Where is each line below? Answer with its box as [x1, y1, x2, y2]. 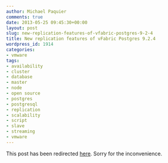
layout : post [6, 25, 38, 31]
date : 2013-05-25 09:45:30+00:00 [6, 19, 88, 25]
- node [6, 85, 22, 91]
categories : [6, 47, 35, 53]
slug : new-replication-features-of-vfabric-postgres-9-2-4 [6, 30, 153, 36]
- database [6, 74, 33, 80]
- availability [6, 63, 43, 69]
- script [6, 118, 28, 124]
